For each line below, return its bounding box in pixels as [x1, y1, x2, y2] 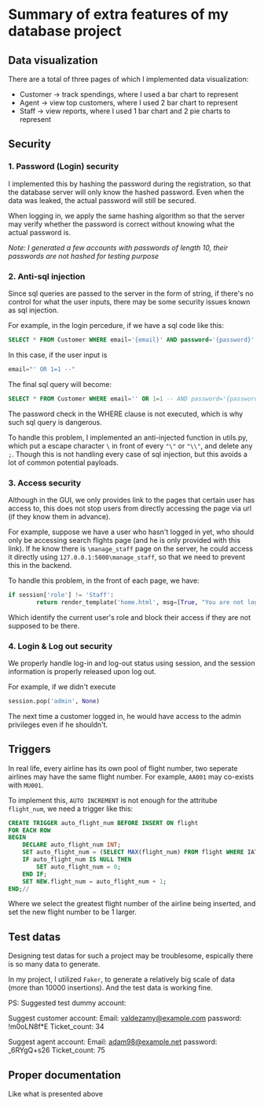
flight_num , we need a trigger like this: [8, 804, 134, 813]
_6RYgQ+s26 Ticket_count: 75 [8, 1045, 106, 1055]
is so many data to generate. [8, 960, 101, 969]
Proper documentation [8, 1068, 122, 1082]
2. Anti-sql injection [8, 271, 86, 282]
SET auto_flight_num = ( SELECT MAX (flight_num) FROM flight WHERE [22, 848, 244, 857]
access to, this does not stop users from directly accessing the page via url [8, 503, 252, 513]
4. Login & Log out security [8, 640, 112, 651]
